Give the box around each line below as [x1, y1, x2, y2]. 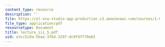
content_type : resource [5, 7, 54, 12]
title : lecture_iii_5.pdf [5, 30, 58, 35]
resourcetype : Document [5, 25, 54, 30]
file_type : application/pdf [5, 21, 63, 26]
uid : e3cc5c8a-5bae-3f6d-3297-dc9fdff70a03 [5, 35, 96, 40]
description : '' [5, 12, 38, 17]
